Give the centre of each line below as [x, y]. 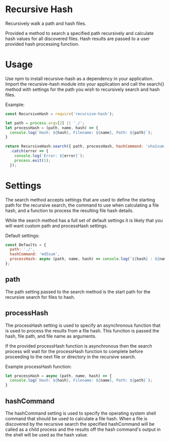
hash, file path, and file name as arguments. [51, 336]
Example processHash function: [38, 366]
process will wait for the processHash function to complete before [74, 351]
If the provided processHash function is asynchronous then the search [79, 346]
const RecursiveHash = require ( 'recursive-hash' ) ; [60, 114]
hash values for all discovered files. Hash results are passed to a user [78, 39]
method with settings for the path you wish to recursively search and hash [83, 89]
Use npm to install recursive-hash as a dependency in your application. [79, 78]
